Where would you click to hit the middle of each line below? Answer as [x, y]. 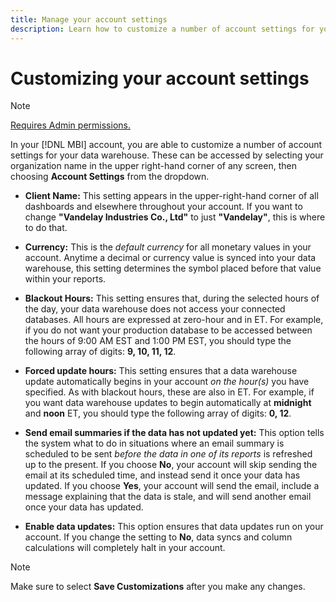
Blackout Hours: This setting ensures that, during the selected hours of [172, 298]
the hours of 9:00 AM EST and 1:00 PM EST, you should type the [158, 341]
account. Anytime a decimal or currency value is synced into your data [170, 258]
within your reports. [65, 279]
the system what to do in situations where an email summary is [154, 443]
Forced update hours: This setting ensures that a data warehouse [161, 371]
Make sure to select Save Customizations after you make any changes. [158, 587]
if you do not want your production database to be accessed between [168, 330]
